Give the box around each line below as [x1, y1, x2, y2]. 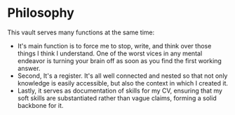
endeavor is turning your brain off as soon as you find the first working [17, 56, 222, 65]
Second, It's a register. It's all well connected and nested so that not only [17, 72, 228, 80]
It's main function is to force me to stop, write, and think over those [17, 41, 212, 50]
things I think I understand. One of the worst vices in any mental [17, 49, 203, 57]
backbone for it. [17, 101, 64, 109]
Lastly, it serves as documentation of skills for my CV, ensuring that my [17, 86, 223, 95]
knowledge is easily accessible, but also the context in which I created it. [17, 79, 229, 87]
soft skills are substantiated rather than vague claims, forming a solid [17, 93, 217, 102]
